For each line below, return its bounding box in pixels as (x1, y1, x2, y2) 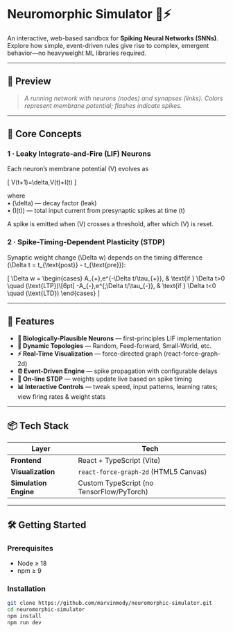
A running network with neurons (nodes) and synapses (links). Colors (24, 94, 223, 102)
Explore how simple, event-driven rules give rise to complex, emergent (7, 41, 209, 49)
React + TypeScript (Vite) (78, 456, 161, 466)
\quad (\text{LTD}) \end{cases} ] (7, 289, 101, 297)
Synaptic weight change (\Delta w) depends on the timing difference (7, 253, 203, 262)
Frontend (10, 456, 42, 466)
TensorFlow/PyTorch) (78, 487, 148, 497)
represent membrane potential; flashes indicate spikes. (24, 101, 182, 109)
